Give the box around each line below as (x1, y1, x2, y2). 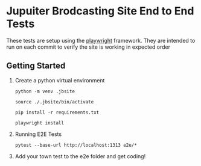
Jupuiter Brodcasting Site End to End (6, 4, 194, 18)
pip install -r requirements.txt (14, 109, 100, 115)
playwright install (14, 120, 65, 126)
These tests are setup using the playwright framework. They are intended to (6, 37, 196, 44)
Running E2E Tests (14, 131, 62, 138)
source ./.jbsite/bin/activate (14, 99, 94, 105)
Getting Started (6, 61, 66, 71)
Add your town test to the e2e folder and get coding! (14, 152, 146, 160)
